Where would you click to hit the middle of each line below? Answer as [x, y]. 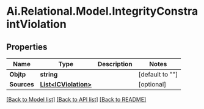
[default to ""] [158, 74]
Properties [27, 47]
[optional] [152, 84]
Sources [22, 84]
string [49, 74]
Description [115, 64]
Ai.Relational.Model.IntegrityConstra [102, 11]
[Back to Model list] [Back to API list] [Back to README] [76, 100]
